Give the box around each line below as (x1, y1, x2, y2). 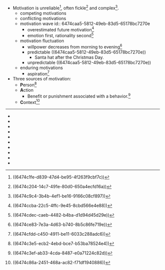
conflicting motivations (20, 15, 67, 21)
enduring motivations (20, 65, 63, 71)
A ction (20, 87, 34, 93)
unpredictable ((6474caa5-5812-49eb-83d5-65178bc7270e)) (27, 59, 151, 65)
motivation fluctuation (20, 38, 64, 44)
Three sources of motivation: (12, 76, 71, 82)
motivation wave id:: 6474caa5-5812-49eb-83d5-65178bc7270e (20, 21, 150, 26)
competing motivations (20, 10, 67, 16)
